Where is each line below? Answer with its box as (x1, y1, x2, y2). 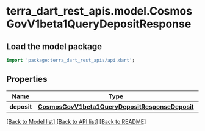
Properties (6, 74, 48, 84)
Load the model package (6, 41, 103, 52)
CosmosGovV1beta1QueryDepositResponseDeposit (37, 102, 194, 110)
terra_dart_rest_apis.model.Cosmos (6, 4, 193, 18)
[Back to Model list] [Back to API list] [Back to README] (6, 118, 146, 125)
